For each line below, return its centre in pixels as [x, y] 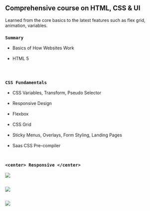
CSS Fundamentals [26, 82]
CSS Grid [22, 124]
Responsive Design [32, 103]
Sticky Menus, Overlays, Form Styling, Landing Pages [67, 135]
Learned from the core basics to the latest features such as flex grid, [75, 20]
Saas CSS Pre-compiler [36, 145]
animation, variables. [27, 25]
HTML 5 [21, 59]
